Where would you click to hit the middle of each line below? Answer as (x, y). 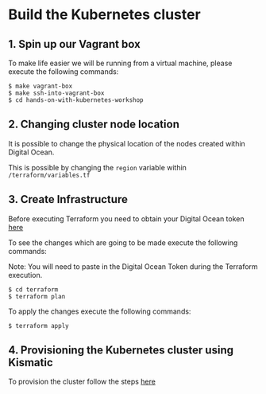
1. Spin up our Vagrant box (74, 44)
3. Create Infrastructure (68, 199)
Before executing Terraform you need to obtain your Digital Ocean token (126, 218)
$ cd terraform (33, 289)
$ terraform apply (39, 326)
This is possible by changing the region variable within (97, 167)
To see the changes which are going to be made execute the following (123, 242)
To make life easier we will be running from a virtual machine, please (120, 63)
